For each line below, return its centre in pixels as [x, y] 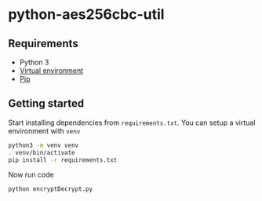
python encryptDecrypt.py [50, 189]
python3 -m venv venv [44, 145]
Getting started [46, 104]
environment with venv [44, 130]
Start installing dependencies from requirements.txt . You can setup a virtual [132, 122]
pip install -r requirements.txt [63, 160]
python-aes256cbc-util [86, 15]
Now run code [31, 175]
